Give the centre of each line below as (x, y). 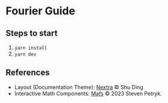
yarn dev (25, 54)
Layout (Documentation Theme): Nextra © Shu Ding (79, 87)
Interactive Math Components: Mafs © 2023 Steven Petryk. (88, 93)
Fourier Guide (41, 11)
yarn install (31, 48)
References (28, 73)
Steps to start (32, 33)
